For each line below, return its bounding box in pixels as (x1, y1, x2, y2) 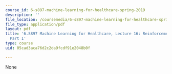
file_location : (5, 17, 38, 22)
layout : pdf (5, 27, 31, 32)
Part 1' (10, 36, 27, 41)
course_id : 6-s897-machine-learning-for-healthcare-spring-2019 (5, 7, 145, 13)
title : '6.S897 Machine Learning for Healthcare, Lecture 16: (5, 31, 141, 36)
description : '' (5, 12, 40, 17)
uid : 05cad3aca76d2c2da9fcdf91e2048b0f (5, 45, 91, 51)
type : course (5, 41, 33, 46)
